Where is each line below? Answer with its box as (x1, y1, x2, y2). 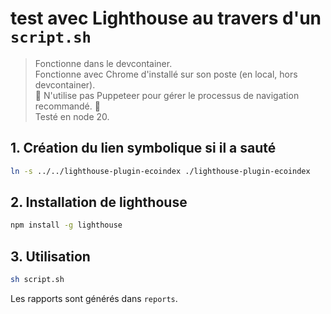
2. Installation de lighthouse (10, 194, 188, 211)
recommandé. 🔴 (34, 100, 101, 112)
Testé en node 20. (34, 110, 110, 122)
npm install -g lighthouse (10, 220, 123, 231)
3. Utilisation (10, 248, 91, 265)
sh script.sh (10, 275, 65, 285)
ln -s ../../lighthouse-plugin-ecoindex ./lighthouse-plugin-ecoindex (10, 166, 311, 176)
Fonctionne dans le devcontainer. (34, 57, 173, 69)
